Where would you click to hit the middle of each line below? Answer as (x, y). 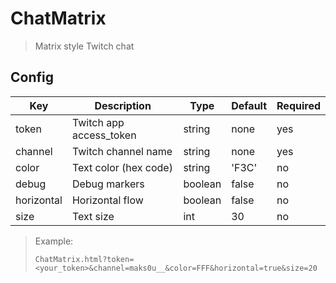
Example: (54, 241)
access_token (104, 135)
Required (298, 105)
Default (249, 105)
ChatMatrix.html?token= (84, 259)
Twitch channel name (122, 151)
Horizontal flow (107, 200)
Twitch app (98, 122)
